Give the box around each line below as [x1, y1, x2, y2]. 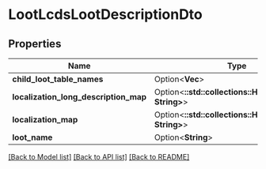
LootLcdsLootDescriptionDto [8, 6, 203, 24]
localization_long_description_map [12, 92, 147, 102]
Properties [8, 37, 62, 51]
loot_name [12, 132, 53, 143]
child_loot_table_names [12, 73, 104, 84]
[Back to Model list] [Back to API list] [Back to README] [8, 152, 190, 161]
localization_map [12, 115, 78, 125]
